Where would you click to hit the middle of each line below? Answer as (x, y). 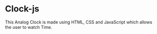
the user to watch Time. (29, 27)
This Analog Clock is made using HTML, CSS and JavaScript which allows (79, 22)
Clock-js (22, 9)
